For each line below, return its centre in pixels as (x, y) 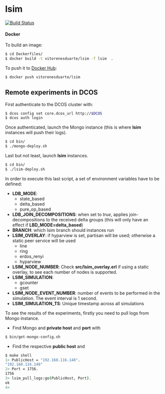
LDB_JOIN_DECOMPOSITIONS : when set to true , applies (70, 214)
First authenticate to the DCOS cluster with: (49, 104)
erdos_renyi (32, 256)
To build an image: (24, 45)
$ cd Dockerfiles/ (24, 54)
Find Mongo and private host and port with (56, 328)
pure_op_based (35, 209)
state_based (32, 199)
